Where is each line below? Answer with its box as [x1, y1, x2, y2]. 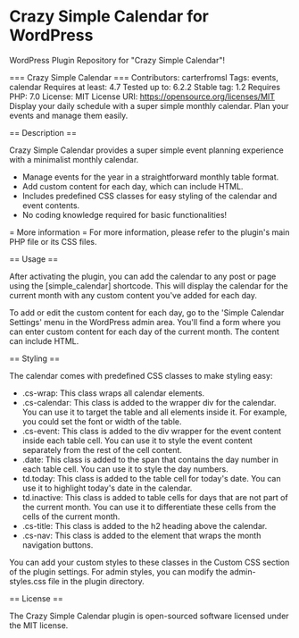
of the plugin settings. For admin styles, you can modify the [9, 566, 228, 577]
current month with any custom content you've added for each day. [9, 290, 257, 300]
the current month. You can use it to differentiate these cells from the [21, 501, 277, 512]
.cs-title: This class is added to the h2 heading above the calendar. [21, 520, 268, 531]
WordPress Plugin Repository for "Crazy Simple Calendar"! [9, 55, 226, 65]
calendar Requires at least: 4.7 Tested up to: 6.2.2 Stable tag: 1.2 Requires [9, 81, 281, 92]
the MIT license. [9, 619, 69, 631]
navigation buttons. [21, 539, 94, 550]
